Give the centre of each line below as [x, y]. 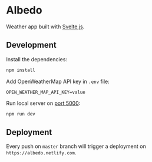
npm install [21, 70]
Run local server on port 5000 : [43, 103]
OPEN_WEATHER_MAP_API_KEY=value [46, 92]
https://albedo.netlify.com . [41, 153]
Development [32, 45]
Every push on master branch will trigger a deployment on [76, 146]
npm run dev [21, 114]
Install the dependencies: [37, 59]
